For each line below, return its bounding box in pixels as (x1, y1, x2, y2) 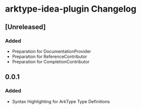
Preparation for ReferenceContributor (12, 54, 88, 59)
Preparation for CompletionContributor (12, 58, 90, 64)
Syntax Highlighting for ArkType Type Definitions (12, 98, 110, 104)
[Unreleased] (5, 23, 46, 31)
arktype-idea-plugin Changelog (5, 3, 137, 15)
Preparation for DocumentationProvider (12, 48, 91, 54)
